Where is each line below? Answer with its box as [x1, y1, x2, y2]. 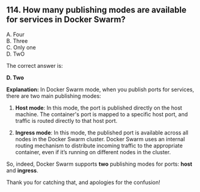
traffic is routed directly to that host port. [15, 117, 118, 124]
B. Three [6, 37, 28, 45]
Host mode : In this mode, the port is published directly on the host [15, 104, 182, 111]
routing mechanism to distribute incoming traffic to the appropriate [15, 142, 183, 149]
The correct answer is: [6, 62, 63, 69]
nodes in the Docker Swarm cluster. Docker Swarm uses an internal [15, 135, 185, 142]
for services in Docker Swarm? [6, 15, 126, 25]
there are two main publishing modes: [6, 92, 102, 100]
